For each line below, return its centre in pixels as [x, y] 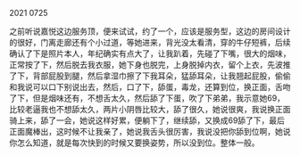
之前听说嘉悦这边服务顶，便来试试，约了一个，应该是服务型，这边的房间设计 [150, 31]
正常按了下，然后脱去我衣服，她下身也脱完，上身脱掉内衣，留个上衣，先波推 [150, 65]
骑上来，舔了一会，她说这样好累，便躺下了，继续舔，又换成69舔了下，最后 [147, 120]
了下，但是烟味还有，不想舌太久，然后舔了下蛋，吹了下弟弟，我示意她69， [147, 98]
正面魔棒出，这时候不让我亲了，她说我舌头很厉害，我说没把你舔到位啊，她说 [150, 131]
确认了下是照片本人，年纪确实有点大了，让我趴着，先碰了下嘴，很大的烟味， [150, 53]
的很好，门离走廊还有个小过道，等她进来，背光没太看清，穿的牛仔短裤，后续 [150, 42]
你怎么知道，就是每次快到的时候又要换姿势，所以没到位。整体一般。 [134, 143]
